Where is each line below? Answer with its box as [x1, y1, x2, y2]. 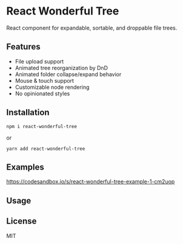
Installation [6, 108, 50, 118]
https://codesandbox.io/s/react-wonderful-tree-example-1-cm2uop [6, 178, 175, 185]
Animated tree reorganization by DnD [15, 64, 108, 71]
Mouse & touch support [15, 77, 75, 84]
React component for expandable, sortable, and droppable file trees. [6, 24, 178, 31]
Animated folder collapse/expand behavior [15, 71, 122, 78]
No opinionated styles [15, 89, 70, 97]
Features [6, 42, 41, 52]
